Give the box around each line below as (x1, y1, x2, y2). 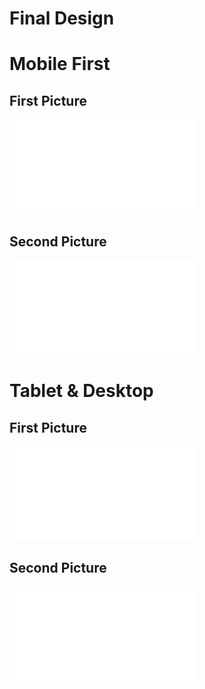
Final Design (9, 7, 115, 30)
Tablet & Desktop (9, 380, 154, 402)
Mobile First (9, 53, 111, 76)
